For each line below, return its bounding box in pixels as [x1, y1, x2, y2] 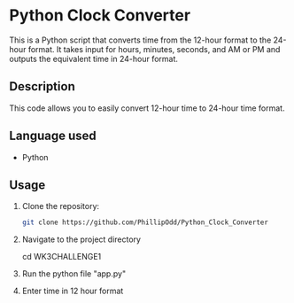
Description [9, 79, 75, 94]
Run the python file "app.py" [21, 268, 127, 279]
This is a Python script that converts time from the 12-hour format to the [9, 35, 272, 45]
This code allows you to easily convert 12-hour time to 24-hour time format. [9, 103, 285, 113]
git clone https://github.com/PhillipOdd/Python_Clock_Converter [21, 218, 268, 227]
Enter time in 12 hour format [21, 285, 124, 297]
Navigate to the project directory [21, 234, 142, 245]
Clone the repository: [21, 201, 100, 212]
